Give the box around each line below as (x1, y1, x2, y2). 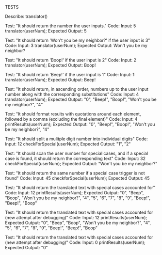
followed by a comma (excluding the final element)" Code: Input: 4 (5, 116, 138, 122)
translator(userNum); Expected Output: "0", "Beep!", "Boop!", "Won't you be (5, 96, 157, 102)
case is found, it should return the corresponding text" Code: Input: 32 (5, 156, 146, 161)
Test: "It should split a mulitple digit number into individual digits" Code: (5, 136, 148, 142)
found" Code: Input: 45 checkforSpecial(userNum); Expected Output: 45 (5, 175, 150, 181)
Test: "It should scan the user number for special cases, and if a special (5, 150, 148, 156)
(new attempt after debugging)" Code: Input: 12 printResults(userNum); (5, 215, 147, 220)
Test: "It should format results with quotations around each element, (5, 111, 141, 117)
